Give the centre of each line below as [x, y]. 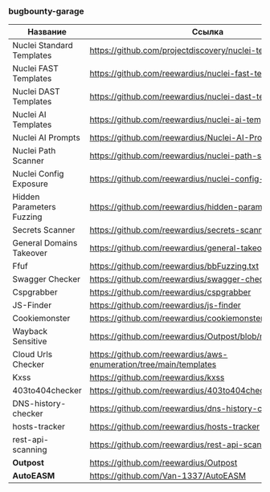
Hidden [26, 197]
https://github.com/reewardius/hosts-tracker [175, 427]
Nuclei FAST [35, 68]
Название [47, 32]
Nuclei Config [38, 174]
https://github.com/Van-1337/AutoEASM [168, 476]
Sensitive [30, 341]
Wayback [30, 331]
